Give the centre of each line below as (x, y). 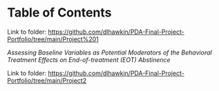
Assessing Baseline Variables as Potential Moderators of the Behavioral (109, 52)
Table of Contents (59, 13)
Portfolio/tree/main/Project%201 (53, 39)
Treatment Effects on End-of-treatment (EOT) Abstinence (89, 59)
